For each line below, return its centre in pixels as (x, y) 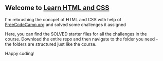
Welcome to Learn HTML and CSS (57, 8)
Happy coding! (20, 53)
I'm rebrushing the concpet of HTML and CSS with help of (63, 19)
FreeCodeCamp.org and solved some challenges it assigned (65, 24)
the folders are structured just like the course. (51, 44)
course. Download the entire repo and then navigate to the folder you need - (81, 39)
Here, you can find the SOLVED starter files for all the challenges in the (76, 34)
